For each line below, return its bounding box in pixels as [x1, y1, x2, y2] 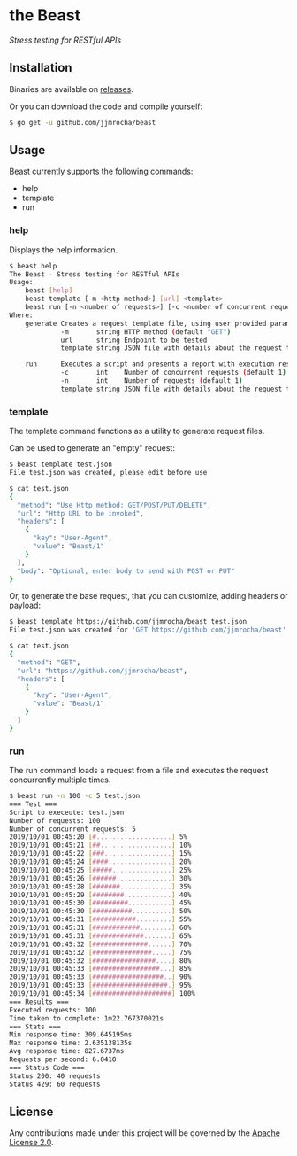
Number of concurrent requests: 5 [9, 825, 137, 834]
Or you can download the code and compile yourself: [9, 101, 203, 112]
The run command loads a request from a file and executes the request [9, 765, 269, 776]
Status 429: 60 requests [9, 1080, 101, 1089]
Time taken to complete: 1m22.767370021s [9, 1013, 164, 1023]
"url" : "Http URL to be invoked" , [17, 508, 144, 518]
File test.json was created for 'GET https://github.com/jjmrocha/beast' [9, 625, 287, 634]
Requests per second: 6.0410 [9, 1055, 117, 1064]
